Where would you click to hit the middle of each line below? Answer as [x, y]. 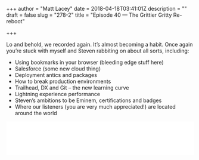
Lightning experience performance [57, 94]
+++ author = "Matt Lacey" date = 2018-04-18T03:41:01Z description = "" [97, 9]
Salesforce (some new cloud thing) [58, 69]
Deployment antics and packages [56, 75]
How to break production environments [63, 81]
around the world [36, 113]
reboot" [15, 21]
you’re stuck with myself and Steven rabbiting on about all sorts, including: [98, 51]
